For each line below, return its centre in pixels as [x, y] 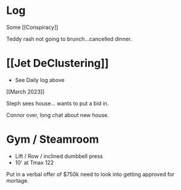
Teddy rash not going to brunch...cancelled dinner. [69, 39]
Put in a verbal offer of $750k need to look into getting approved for [91, 174]
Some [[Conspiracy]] [32, 27]
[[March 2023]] [25, 92]
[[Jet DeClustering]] [58, 63]
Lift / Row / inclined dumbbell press [59, 156]
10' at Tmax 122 [34, 162]
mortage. [17, 180]
